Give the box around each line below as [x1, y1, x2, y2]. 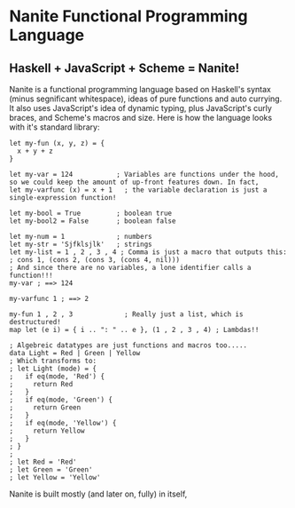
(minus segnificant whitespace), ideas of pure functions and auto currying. [9, 93, 283, 104]
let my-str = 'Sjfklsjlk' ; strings [9, 240, 152, 249]
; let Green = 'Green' [9, 465, 93, 474]
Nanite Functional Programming [9, 6, 248, 27]
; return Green [9, 403, 82, 412]
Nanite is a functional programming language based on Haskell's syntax [9, 84, 272, 94]
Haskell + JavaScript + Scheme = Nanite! [9, 60, 240, 75]
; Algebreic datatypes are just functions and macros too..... [9, 341, 248, 350]
